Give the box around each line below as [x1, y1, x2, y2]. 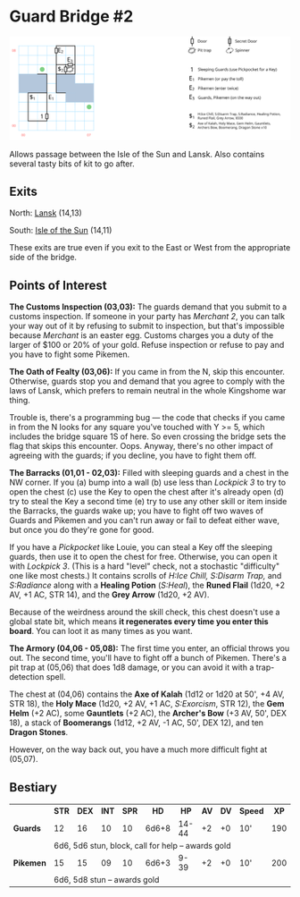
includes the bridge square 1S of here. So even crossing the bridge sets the [9, 431, 287, 442]
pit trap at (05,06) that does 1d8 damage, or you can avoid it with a [9, 662, 254, 673]
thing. [9, 395, 31, 406]
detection [9, 672, 45, 682]
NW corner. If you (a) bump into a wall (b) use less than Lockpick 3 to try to [9, 477, 287, 488]
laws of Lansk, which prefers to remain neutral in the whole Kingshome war [9, 385, 287, 396]
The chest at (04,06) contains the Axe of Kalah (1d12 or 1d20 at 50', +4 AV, [9, 689, 285, 699]
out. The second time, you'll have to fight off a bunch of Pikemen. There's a [9, 653, 287, 664]
